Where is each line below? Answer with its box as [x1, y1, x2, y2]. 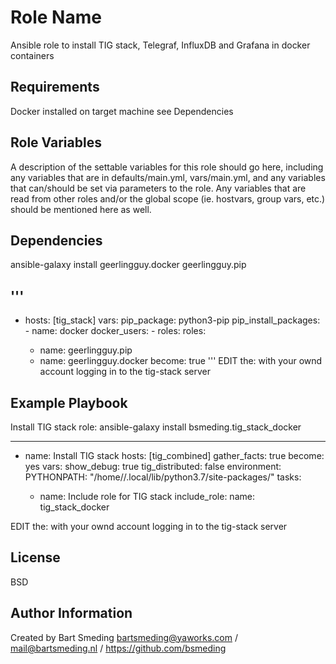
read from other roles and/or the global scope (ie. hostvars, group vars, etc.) [10, 192, 326, 205]
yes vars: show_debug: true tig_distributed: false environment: [24, 461, 282, 472]
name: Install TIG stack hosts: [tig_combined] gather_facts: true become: [24, 450, 325, 461]
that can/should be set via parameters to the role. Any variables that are [10, 182, 307, 194]
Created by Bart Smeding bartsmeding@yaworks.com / [10, 631, 238, 643]
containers [10, 49, 55, 61]
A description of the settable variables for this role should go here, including [10, 161, 324, 173]
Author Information [10, 605, 133, 622]
